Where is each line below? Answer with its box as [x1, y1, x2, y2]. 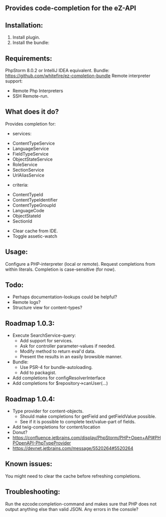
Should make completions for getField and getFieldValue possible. [19, 413, 156, 419]
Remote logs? [12, 299, 41, 305]
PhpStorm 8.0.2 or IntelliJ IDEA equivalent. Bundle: [5, 68, 109, 74]
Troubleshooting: [5, 487, 60, 496]
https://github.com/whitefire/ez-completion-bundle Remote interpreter [5, 73, 151, 79]
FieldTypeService [12, 151, 49, 157]
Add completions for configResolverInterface [12, 375, 106, 381]
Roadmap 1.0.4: [5, 395, 55, 403]
